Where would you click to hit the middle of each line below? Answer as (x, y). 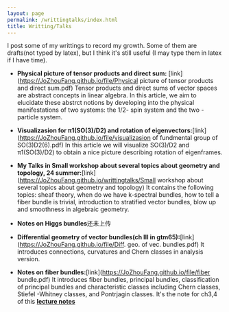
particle (28, 117)
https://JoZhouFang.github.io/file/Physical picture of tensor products (117, 81)
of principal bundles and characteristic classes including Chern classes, (119, 287)
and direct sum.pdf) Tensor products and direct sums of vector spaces (117, 88)
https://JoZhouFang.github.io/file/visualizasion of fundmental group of (119, 138)
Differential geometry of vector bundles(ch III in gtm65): (98, 237)
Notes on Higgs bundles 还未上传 (64, 224)
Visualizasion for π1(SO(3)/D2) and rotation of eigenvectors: (105, 130)
